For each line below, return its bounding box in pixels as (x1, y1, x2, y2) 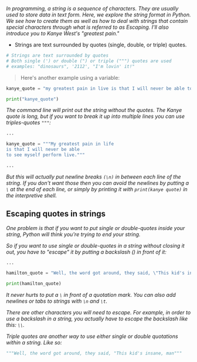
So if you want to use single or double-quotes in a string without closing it (6, 242, 185, 249)
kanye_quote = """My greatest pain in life (6, 141, 114, 147)
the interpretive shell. (6, 192, 57, 199)
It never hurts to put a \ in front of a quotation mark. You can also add (6, 292, 176, 299)
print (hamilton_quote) (6, 281, 62, 287)
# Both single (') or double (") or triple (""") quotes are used (6, 58, 172, 64)
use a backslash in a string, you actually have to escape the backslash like (6, 315, 188, 322)
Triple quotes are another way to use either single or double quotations (6, 333, 178, 340)
